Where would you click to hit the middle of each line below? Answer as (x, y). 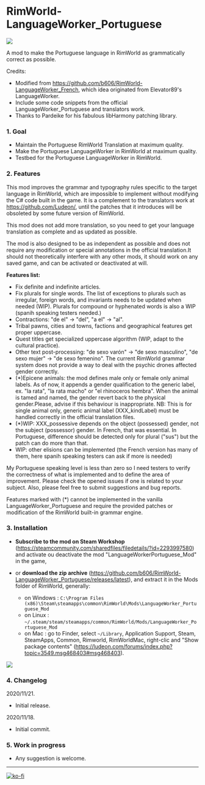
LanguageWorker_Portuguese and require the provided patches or (90, 506)
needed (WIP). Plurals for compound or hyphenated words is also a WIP (106, 306)
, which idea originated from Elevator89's (130, 89)
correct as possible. (31, 59)
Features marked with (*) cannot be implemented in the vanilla (85, 499)
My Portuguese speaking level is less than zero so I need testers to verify (99, 468)
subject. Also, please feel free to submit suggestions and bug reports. (94, 487)
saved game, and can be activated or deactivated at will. (77, 263)
